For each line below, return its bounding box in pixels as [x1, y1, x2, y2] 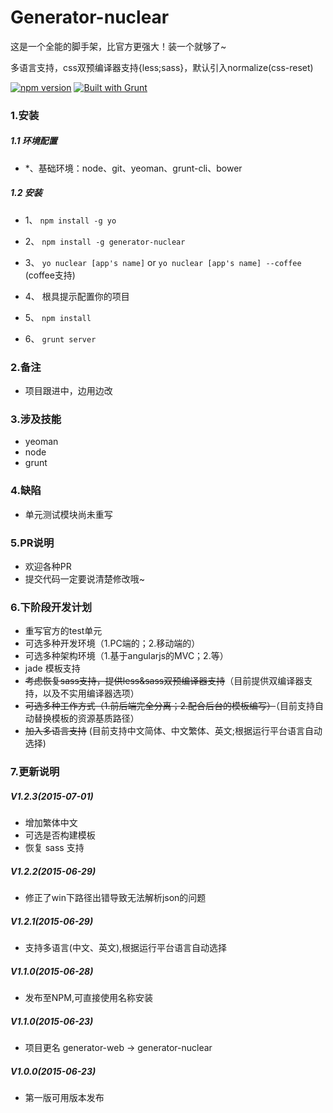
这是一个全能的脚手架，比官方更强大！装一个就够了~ [10, 40, 227, 52]
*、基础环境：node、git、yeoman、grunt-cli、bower [24, 162, 243, 174]
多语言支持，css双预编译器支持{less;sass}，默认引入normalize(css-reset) [10, 61, 314, 73]
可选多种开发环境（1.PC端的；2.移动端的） [24, 637, 201, 650]
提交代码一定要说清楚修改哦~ [24, 572, 146, 585]
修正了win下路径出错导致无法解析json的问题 [24, 892, 207, 904]
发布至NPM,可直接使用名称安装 [24, 992, 153, 1004]
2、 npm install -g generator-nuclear [24, 235, 186, 247]
